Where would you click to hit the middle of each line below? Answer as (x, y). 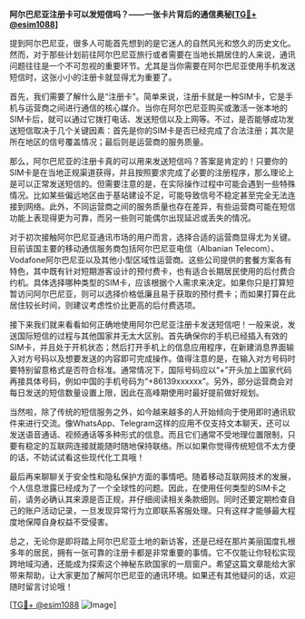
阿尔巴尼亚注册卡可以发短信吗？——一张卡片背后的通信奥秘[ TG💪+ (133, 14)
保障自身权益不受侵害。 (69, 522)
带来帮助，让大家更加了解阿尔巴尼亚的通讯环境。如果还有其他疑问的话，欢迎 (152, 575)
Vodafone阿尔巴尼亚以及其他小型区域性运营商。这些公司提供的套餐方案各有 (151, 260)
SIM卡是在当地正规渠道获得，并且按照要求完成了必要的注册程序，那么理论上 (152, 172)
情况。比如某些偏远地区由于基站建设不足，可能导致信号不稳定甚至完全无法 (148, 195)
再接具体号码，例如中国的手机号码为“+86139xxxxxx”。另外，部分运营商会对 (151, 381)
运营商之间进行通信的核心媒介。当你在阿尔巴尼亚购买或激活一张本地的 (156, 108)
